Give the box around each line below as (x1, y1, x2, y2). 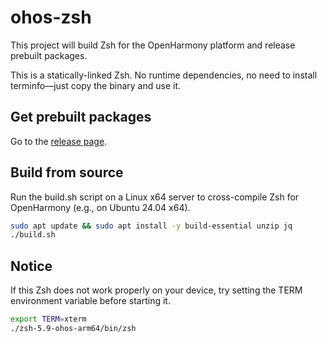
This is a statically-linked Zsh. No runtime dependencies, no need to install (10, 69, 318, 81)
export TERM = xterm (10, 314, 87, 325)
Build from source (10, 164, 124, 181)
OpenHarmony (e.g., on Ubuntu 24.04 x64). (10, 201, 191, 213)
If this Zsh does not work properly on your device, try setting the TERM (10, 284, 303, 296)
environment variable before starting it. (10, 295, 171, 307)
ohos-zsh (10, 6, 92, 29)
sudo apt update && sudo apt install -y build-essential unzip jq (10, 221, 293, 231)
